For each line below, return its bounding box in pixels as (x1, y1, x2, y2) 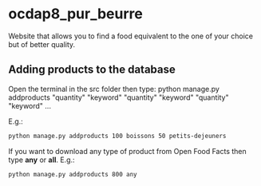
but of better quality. (8, 39, 76, 49)
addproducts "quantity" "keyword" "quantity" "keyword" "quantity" (8, 93, 229, 102)
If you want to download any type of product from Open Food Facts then (8, 146, 247, 156)
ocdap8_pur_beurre (8, 5, 144, 23)
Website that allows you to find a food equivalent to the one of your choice (8, 31, 254, 41)
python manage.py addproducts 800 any (8, 170, 137, 178)
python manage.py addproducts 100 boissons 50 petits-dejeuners (8, 132, 227, 140)
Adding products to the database (8, 63, 176, 77)
